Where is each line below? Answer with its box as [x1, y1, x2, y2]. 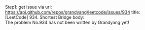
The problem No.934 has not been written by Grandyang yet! [5, 19, 129, 25]
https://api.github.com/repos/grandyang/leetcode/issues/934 [5, 9, 131, 15]
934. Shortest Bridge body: [29, 15, 85, 20]
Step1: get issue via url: [5, 4, 52, 10]
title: [131, 9, 141, 15]
